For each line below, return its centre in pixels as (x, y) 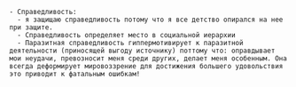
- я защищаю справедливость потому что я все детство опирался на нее (150, 20)
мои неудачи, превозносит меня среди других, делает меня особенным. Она (148, 59)
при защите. (31, 28)
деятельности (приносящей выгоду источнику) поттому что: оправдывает (142, 51)
